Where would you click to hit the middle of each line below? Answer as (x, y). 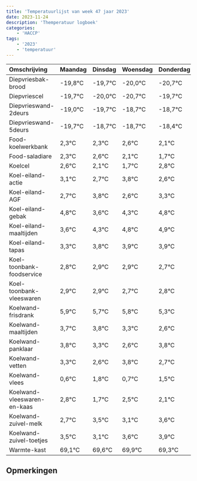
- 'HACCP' (29, 33)
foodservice (26, 274)
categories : (21, 28)
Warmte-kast (28, 450)
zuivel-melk (26, 424)
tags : (13, 39)
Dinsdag (104, 69)
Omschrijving (28, 69)
